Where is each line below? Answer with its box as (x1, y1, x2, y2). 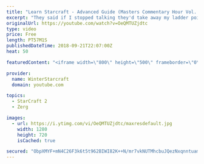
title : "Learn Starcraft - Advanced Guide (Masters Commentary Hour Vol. (6, 9, 197, 15)
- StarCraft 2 (12, 98, 47, 104)
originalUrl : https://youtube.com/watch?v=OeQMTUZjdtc (6, 20, 148, 26)
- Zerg (12, 104, 29, 110)
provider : (6, 70, 32, 77)
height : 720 (17, 132, 47, 138)
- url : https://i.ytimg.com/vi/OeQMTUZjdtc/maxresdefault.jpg (12, 120, 172, 126)
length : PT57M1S (6, 37, 47, 43)
